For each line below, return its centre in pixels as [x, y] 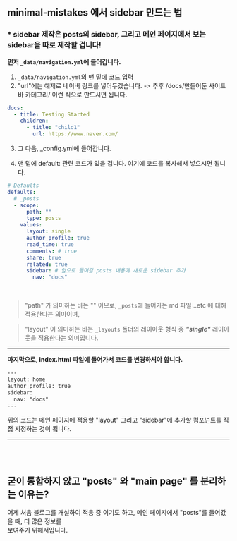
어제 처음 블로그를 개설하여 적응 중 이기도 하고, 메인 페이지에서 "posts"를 [108, 513]
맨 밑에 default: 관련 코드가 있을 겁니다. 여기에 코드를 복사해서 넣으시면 [115, 164]
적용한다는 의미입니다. [68, 338]
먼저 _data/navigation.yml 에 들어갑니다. [64, 61]
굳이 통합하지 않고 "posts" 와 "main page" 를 [103, 481]
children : [35, 121]
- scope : [26, 205]
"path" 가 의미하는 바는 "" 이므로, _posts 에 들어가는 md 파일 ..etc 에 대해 [126, 305]
